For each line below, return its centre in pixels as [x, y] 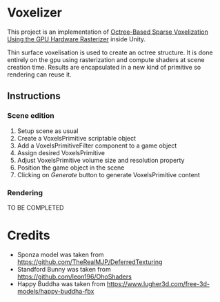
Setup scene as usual [48, 131]
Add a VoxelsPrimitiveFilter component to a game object [97, 145]
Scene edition [31, 116]
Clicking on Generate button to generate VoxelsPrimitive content [108, 174]
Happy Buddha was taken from [61, 283]
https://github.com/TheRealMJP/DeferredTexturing [90, 262]
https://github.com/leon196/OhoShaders [74, 276]
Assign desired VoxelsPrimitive [61, 152]
